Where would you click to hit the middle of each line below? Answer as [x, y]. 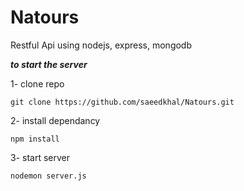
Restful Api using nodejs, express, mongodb [101, 45]
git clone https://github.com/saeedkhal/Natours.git [122, 102]
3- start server [40, 157]
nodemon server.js [48, 176]
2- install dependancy [55, 120]
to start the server [49, 64]
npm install [35, 139]
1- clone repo [37, 83]
